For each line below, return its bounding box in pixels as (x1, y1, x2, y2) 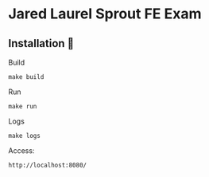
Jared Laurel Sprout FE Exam (8, 5, 202, 23)
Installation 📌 (8, 37, 75, 50)
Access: (8, 146, 35, 155)
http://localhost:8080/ (8, 161, 87, 169)
